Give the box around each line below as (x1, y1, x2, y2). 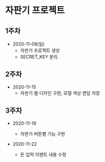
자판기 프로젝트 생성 (20, 47, 60, 53)
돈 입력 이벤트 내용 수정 (20, 151, 67, 157)
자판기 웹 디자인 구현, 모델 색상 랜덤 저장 (20, 90, 100, 96)
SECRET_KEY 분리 (20, 54, 58, 60)
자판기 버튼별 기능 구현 (20, 130, 65, 137)
